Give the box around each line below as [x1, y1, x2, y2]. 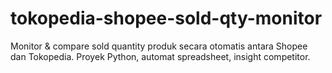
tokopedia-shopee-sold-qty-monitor [10, 7, 323, 30]
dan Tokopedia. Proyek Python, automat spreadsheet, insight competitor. [10, 50, 311, 62]
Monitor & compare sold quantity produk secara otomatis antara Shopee [10, 40, 308, 52]
